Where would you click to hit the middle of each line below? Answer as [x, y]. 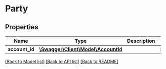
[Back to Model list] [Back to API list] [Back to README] [62, 62]
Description [141, 41]
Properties [22, 27]
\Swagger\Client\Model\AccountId [81, 49]
